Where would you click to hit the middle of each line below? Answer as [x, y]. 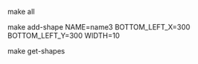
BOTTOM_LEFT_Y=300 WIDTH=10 [64, 36]
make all [21, 12]
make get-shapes [36, 51]
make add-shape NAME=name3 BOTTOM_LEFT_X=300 [99, 27]
